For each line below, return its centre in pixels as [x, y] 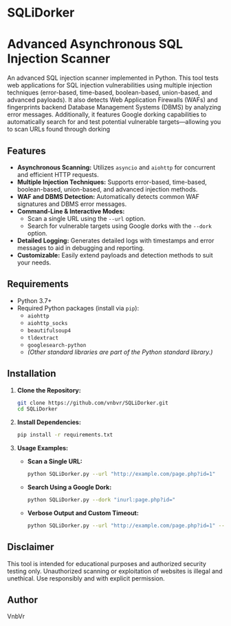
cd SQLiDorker [37, 409]
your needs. [34, 262]
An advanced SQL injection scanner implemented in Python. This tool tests [113, 78]
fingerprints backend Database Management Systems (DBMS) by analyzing [114, 107]
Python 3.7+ [34, 300]
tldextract [43, 338]
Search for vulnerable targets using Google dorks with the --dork [119, 226]
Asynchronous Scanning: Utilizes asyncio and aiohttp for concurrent [116, 167]
